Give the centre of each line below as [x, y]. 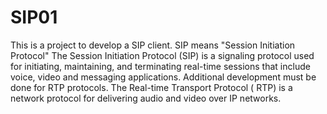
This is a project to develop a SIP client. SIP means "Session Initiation [153, 45]
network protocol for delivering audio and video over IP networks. [146, 98]
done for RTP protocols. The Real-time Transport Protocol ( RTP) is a [151, 87]
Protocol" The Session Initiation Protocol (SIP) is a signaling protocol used [162, 55]
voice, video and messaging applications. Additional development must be [163, 77]
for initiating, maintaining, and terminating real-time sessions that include [160, 66]
